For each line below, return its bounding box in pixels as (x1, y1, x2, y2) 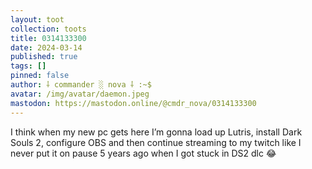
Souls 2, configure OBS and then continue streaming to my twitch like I (10, 136, 302, 148)
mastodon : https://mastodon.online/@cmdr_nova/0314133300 (10, 98, 257, 108)
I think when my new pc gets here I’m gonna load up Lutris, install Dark (10, 126, 303, 138)
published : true (10, 52, 78, 62)
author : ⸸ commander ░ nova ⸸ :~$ (10, 80, 152, 90)
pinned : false (10, 71, 70, 81)
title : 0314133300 (10, 33, 87, 43)
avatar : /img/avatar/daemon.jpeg (10, 89, 150, 99)
